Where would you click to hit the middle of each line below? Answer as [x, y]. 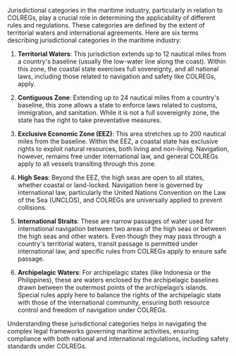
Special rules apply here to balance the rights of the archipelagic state [119, 295]
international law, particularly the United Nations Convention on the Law [122, 192]
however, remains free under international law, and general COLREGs [118, 156]
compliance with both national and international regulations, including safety [118, 339]
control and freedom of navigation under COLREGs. [92, 310]
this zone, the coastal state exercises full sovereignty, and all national [118, 69]
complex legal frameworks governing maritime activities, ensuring [103, 331]
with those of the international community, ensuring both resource [113, 302]
